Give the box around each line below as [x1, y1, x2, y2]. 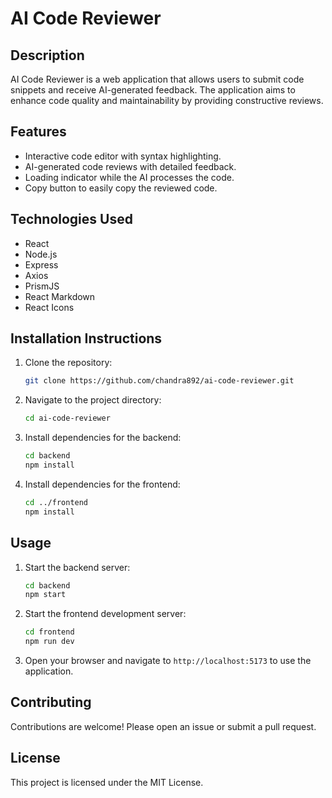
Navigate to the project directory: [24, 394, 162, 406]
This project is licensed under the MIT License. [10, 776, 204, 788]
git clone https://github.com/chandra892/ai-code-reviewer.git [24, 376, 295, 386]
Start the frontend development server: [24, 608, 187, 620]
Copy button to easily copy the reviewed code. [24, 182, 218, 194]
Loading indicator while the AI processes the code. [24, 171, 235, 183]
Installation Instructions [10, 330, 163, 347]
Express [24, 258, 59, 271]
